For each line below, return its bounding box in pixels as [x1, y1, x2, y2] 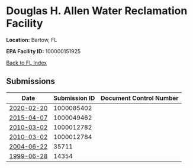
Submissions [6, 76, 55, 86]
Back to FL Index [6, 59, 47, 66]
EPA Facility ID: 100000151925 [6, 47, 81, 54]
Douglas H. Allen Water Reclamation [6, 4, 188, 18]
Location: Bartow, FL [6, 36, 57, 43]
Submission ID [53, 93, 95, 102]
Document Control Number [100, 93, 179, 102]
